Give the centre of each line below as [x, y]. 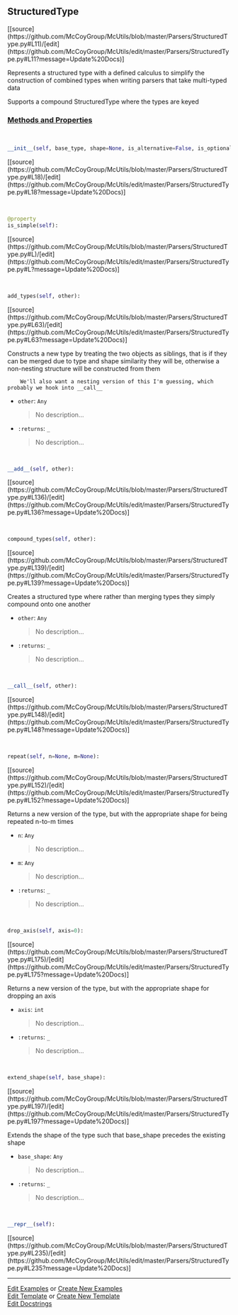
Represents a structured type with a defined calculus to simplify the [106, 72]
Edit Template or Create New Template [64, 1296]
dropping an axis [32, 996]
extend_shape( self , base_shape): [57, 1077]
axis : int [30, 1009]
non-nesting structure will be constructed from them [84, 368]
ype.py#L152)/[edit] [36, 785]
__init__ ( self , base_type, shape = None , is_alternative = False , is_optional [120, 148]
